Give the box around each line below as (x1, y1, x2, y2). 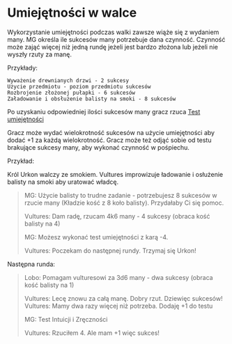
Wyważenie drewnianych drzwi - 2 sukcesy (7, 77, 130, 84)
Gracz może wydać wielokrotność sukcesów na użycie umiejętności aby (7, 128, 215, 136)
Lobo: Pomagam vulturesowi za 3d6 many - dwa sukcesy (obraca (24, 273, 214, 281)
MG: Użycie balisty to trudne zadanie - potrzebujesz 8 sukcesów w (24, 191, 217, 199)
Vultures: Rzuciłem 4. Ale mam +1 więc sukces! (24, 329, 160, 337)
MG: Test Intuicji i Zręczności (24, 315, 108, 323)
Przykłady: (7, 63, 38, 72)
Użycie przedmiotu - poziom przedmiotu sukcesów (7, 83, 151, 90)
